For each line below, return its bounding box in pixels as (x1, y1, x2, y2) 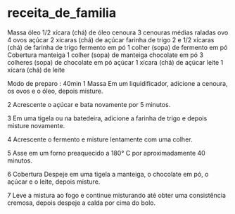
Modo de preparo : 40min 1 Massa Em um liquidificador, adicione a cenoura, (7, 79, 228, 87)
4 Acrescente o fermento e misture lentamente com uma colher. (7, 135, 193, 144)
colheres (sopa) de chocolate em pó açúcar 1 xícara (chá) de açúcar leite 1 (7, 58, 224, 66)
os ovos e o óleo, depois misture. (7, 87, 103, 95)
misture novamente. (7, 121, 65, 130)
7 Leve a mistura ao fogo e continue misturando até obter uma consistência (7, 191, 227, 199)
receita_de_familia (7, 5, 117, 21)
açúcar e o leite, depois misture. (7, 177, 101, 186)
